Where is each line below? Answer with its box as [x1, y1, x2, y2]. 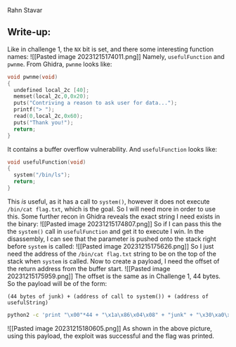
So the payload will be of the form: [7, 279, 107, 287]
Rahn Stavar [7, 6, 43, 14]
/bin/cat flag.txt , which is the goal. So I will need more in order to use [7, 204, 216, 213]
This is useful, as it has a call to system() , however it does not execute [7, 197, 210, 206]
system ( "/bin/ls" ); [13, 171, 71, 178]
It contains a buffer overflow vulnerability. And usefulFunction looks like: [7, 145, 218, 153]
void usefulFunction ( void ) [7, 158, 86, 166]
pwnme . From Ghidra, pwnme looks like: [7, 60, 112, 68]
